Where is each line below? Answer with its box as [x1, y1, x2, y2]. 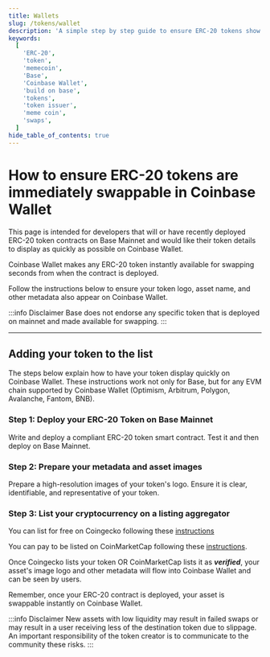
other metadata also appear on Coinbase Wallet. [8, 292, 169, 302]
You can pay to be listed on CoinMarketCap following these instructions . [8, 542, 247, 552]
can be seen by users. [8, 574, 82, 584]
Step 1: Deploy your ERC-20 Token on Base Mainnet [8, 414, 214, 425]
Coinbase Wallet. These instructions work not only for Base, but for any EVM [8, 377, 262, 387]
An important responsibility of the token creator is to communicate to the [8, 631, 249, 641]
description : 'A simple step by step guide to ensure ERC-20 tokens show [8, 27, 261, 35]
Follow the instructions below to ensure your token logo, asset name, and [8, 283, 251, 294]
